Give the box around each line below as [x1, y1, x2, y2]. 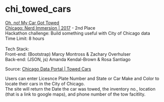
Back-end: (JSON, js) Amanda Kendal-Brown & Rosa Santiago [5, 56, 131, 62]
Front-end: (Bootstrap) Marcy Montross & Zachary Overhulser [5, 51, 131, 57]
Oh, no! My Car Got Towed [5, 20, 59, 26]
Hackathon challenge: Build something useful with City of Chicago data [5, 30, 151, 36]
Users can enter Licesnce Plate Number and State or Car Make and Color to [5, 75, 160, 81]
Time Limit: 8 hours [5, 35, 44, 41]
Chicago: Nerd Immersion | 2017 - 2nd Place [5, 25, 95, 31]
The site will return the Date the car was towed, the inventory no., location [5, 86, 156, 92]
